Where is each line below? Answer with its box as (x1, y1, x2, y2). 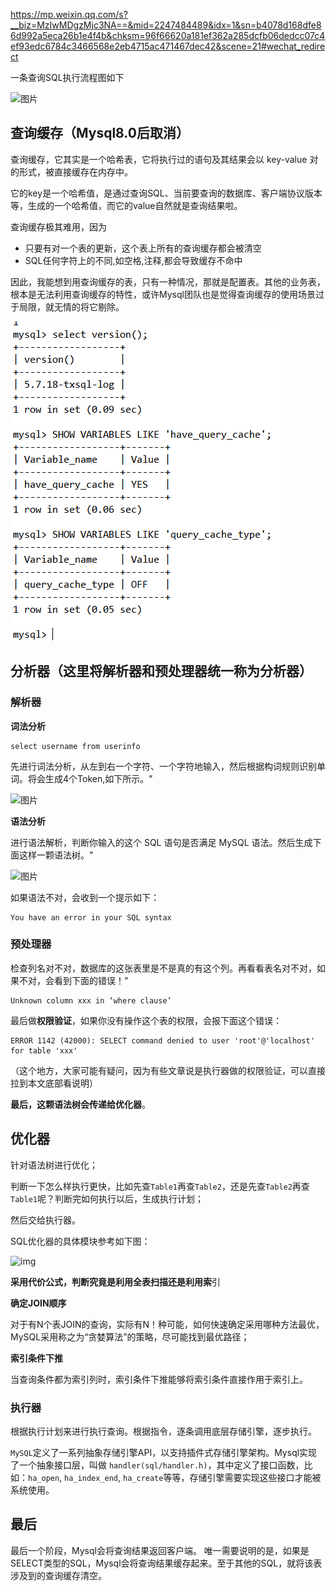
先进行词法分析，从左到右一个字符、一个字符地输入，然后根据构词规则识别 (10, 760, 317, 772)
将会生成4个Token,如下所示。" (27, 772, 153, 784)
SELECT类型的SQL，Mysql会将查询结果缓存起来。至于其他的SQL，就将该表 (10, 1557, 323, 1569)
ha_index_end (64, 1473, 119, 1483)
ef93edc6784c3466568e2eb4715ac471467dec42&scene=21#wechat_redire (10, 40, 326, 52)
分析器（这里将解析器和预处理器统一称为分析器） (10, 663, 313, 680)
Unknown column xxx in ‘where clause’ (10, 995, 172, 1006)
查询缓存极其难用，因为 (10, 220, 107, 233)
